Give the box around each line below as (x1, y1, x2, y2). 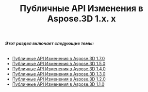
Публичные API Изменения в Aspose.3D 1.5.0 (12, 61, 106, 66)
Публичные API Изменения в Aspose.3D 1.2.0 (12, 76, 106, 82)
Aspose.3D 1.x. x (47, 13, 116, 24)
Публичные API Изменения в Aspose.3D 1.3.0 (12, 71, 106, 77)
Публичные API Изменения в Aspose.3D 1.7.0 (12, 55, 105, 61)
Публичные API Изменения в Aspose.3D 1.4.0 (12, 66, 106, 72)
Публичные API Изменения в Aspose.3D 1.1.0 (12, 81, 105, 87)
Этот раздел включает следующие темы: (5, 41, 94, 46)
